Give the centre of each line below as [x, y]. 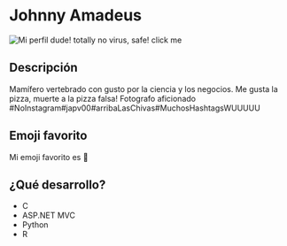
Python [35, 225]
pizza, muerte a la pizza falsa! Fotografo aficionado [103, 98]
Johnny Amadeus [75, 15]
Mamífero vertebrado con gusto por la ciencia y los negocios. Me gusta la [144, 88]
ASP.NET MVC [48, 215]
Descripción [43, 68]
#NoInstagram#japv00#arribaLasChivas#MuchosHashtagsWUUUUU [135, 108]
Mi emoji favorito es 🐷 [49, 157]
